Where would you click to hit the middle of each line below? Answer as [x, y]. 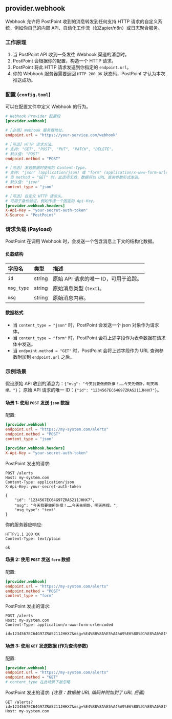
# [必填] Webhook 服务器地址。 [36, 130]
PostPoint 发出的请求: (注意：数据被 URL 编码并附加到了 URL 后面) [75, 692]
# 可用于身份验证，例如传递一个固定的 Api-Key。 [51, 201]
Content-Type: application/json [40, 482]
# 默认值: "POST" [23, 154]
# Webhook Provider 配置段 [33, 116]
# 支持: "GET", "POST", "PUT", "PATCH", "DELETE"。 [60, 149]
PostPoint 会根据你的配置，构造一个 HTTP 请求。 [64, 61]
